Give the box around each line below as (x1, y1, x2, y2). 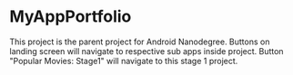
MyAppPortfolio (9, 6, 132, 27)
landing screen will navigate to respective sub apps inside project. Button (9, 45, 284, 56)
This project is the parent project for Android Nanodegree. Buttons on (9, 36, 270, 47)
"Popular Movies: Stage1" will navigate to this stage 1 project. (9, 55, 238, 66)
